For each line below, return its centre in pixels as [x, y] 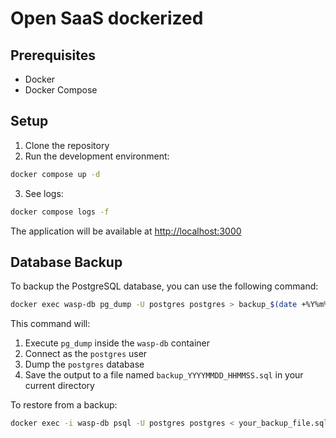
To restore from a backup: [64, 405]
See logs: [44, 193]
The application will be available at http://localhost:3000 [126, 231]
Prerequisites [53, 55]
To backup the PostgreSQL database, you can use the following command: [164, 286]
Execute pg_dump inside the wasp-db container [117, 343]
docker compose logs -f [60, 212]
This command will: [50, 324]
